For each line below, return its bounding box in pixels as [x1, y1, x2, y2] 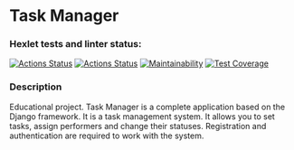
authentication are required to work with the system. [9, 130, 204, 141]
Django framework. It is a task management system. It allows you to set [9, 110, 276, 122]
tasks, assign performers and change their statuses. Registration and [9, 120, 267, 131]
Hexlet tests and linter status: [9, 38, 142, 51]
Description [9, 80, 62, 93]
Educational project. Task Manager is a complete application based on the [9, 101, 286, 112]
